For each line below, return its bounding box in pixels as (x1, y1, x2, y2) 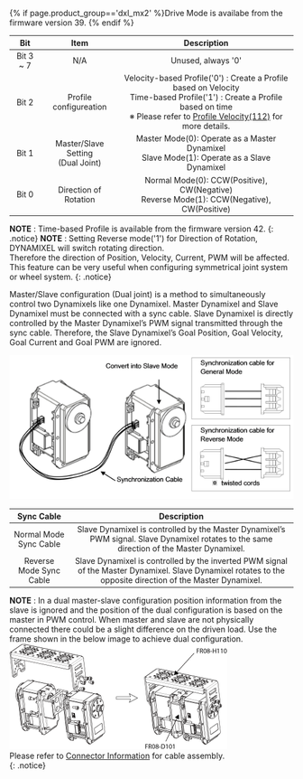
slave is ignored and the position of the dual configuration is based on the (9, 605, 283, 615)
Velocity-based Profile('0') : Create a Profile (124, 72, 289, 83)
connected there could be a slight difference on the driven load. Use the (9, 624, 278, 634)
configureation (52, 101, 107, 112)
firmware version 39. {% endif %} (9, 17, 135, 28)
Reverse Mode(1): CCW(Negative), (141, 193, 272, 204)
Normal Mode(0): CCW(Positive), (144, 174, 268, 185)
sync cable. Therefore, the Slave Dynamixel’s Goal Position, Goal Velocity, (9, 327, 284, 338)
